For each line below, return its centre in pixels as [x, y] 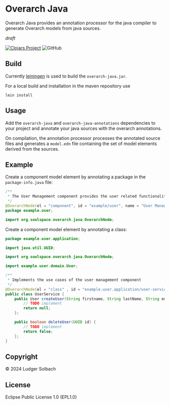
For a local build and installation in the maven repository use [68, 86]
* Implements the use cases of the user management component [74, 280]
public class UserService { [35, 294]
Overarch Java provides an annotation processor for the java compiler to [81, 23]
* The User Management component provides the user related [72, 196]
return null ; [37, 308]
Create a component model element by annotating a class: [66, 229]
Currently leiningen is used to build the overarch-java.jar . [66, 76]
